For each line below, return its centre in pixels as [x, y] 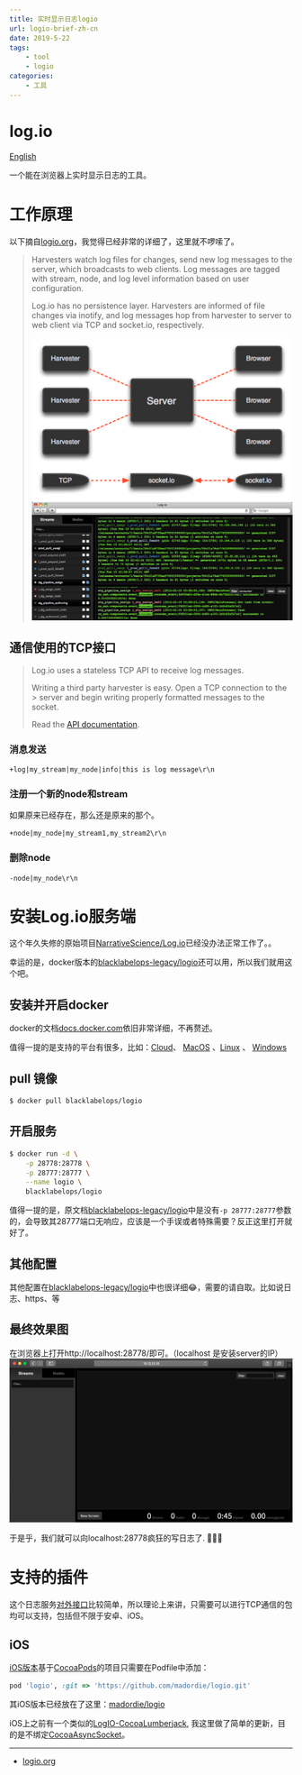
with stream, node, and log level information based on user [140, 279]
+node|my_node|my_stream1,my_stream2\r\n [88, 834]
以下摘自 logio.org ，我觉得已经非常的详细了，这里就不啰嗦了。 [124, 241]
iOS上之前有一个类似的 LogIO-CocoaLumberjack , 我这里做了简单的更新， [144, 1723]
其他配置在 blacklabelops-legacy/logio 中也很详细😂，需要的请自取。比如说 [147, 1287]
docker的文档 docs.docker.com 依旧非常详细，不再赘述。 [113, 1029]
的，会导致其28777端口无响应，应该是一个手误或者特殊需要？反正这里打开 [147, 1221]
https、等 [42, 1298]
